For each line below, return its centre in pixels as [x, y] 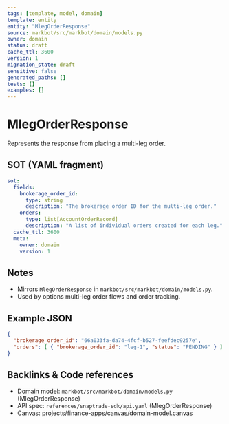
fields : [24, 187]
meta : [21, 238]
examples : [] [26, 90]
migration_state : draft [41, 65]
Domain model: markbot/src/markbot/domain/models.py [95, 391]
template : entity [32, 20]
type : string [44, 200]
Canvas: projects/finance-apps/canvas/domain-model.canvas [105, 413]
